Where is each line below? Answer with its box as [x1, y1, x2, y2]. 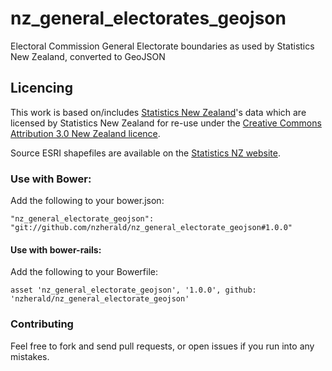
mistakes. [10, 350, 50, 362]
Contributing [10, 317, 74, 331]
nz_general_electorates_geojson [10, 7, 287, 30]
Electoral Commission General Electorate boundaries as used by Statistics [10, 40, 315, 52]
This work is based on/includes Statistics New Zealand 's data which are [10, 106, 307, 118]
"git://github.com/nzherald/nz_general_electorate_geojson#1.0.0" [10, 223, 293, 233]
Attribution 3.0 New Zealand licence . [10, 127, 161, 139]
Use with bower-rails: [10, 243, 102, 256]
